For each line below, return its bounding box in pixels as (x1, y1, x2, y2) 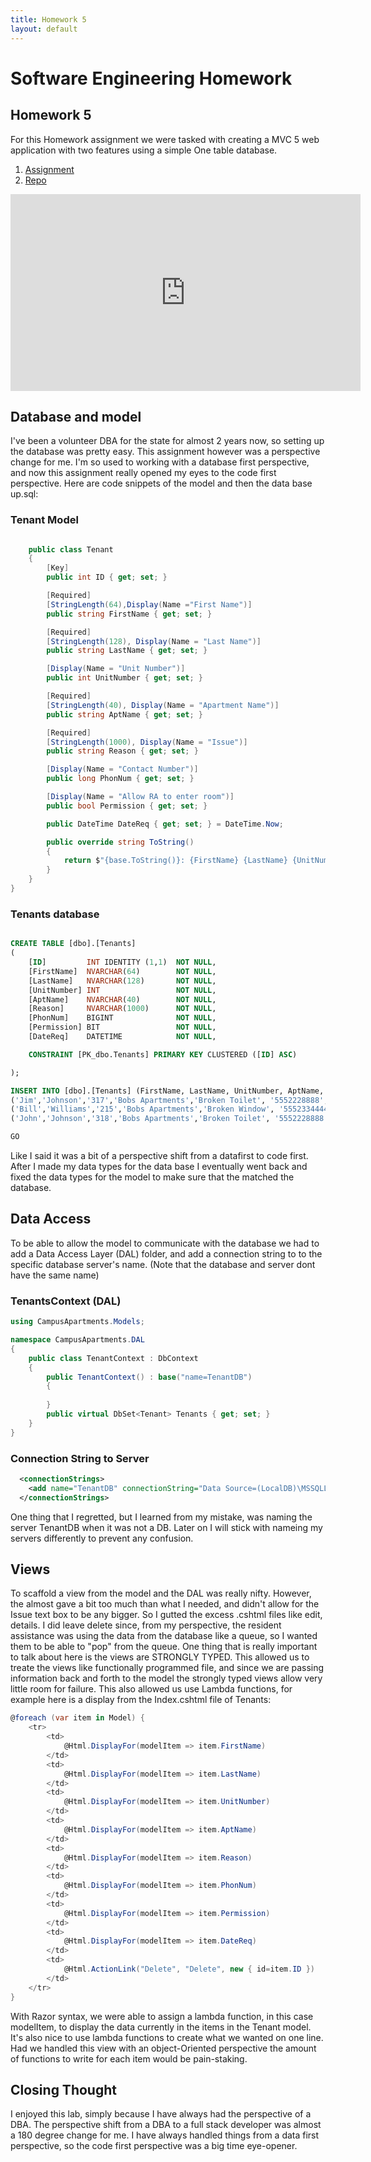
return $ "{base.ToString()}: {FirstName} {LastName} (63, 856, 288, 866)
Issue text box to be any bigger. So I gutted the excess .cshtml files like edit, (10, 1609, 323, 1621)
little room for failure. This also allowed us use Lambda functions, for (10, 1683, 293, 1695)
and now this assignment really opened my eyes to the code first (10, 467, 277, 479)
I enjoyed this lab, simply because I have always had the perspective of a (10, 2108, 312, 2120)
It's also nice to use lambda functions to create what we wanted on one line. (10, 2031, 324, 2043)
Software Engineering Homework (10, 67, 293, 90)
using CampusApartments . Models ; (10, 1317, 145, 1327)
